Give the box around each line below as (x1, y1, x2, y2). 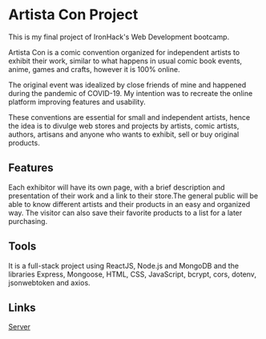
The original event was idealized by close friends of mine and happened (8, 80, 247, 90)
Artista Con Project (8, 6, 139, 24)
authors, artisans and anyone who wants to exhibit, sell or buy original (8, 130, 240, 139)
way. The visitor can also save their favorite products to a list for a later (8, 208, 243, 217)
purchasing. (8, 216, 48, 225)
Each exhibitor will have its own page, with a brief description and (8, 182, 225, 192)
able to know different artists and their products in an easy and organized (8, 199, 251, 209)
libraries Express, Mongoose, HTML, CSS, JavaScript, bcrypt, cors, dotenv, (8, 269, 256, 279)
